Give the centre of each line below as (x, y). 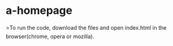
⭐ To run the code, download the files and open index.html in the (86, 27)
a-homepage (39, 11)
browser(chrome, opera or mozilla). (50, 36)
